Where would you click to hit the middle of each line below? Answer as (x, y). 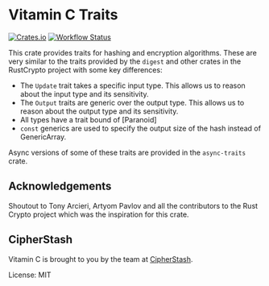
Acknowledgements (60, 187)
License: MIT (30, 275)
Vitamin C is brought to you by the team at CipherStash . (101, 259)
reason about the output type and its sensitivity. (99, 111)
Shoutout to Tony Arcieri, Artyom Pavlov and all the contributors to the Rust (133, 205)
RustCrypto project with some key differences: (85, 69)
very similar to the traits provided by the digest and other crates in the (125, 61)
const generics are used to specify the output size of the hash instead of (141, 128)
